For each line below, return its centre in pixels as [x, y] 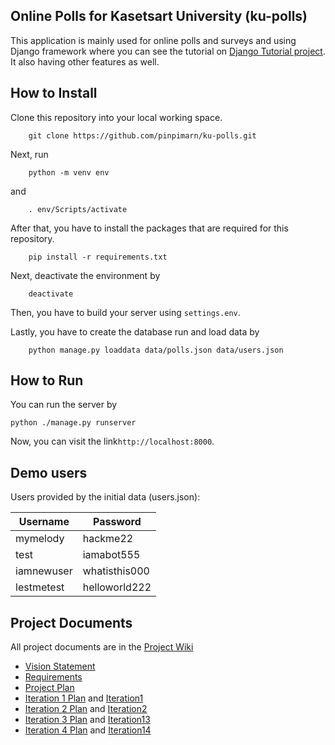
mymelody [40, 539]
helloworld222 [117, 587]
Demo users [49, 472]
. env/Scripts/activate [78, 209]
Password [117, 522]
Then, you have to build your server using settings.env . [125, 312]
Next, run [29, 154]
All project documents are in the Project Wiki [102, 647]
